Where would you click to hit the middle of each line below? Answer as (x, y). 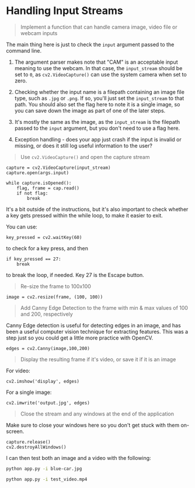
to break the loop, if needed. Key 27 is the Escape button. (75, 275)
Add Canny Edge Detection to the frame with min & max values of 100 (104, 307)
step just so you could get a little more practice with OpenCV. (80, 338)
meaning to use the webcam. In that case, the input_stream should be (98, 68)
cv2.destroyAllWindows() (36, 447)
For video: (18, 371)
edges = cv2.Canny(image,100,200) (48, 348)
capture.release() (28, 442)
